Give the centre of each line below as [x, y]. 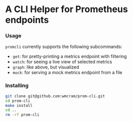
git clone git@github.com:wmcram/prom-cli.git [55, 96]
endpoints [27, 20]
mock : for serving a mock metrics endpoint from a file [67, 73]
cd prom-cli [18, 101]
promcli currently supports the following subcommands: [64, 47]
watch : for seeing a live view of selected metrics [62, 62]
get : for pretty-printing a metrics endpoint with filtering [70, 56]
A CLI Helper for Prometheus [66, 9]
